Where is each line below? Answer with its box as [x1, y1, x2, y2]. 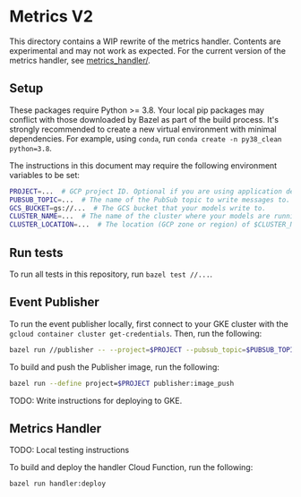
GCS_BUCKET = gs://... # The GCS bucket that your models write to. [9, 203, 267, 212]
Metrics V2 [9, 6, 94, 27]
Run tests [9, 244, 64, 261]
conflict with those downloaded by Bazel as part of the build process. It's [9, 114, 279, 124]
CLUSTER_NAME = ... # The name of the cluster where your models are [9, 212, 271, 221]
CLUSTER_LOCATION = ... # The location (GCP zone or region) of [9, 220, 251, 229]
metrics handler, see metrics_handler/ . [9, 55, 150, 65]
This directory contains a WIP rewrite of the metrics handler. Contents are [9, 36, 281, 47]
